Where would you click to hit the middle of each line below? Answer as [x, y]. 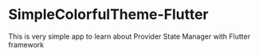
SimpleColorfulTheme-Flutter [108, 15]
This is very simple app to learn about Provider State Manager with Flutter [129, 36]
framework [26, 44]
